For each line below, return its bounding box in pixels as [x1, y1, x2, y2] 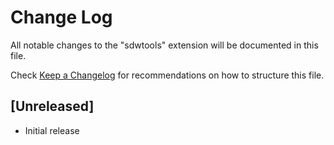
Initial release [24, 124, 80, 136]
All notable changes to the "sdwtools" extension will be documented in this [10, 39, 319, 51]
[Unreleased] [10, 98, 95, 115]
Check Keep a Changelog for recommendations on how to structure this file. [10, 69, 325, 81]
